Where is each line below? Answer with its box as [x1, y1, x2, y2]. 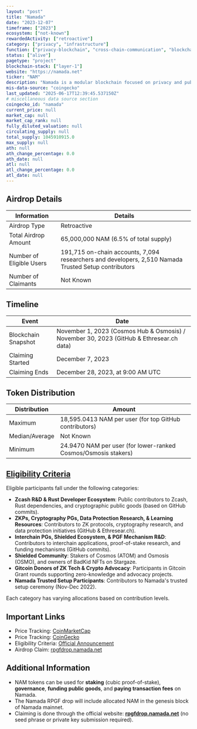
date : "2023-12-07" [6, 19, 54, 25]
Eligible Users [9, 259, 47, 267]
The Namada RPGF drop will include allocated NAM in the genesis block [14, 697, 189, 704]
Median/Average [9, 432, 55, 441]
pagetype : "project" [6, 58, 57, 63]
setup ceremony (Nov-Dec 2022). [14, 583, 97, 590]
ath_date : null [6, 156, 43, 162]
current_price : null [6, 107, 57, 113]
